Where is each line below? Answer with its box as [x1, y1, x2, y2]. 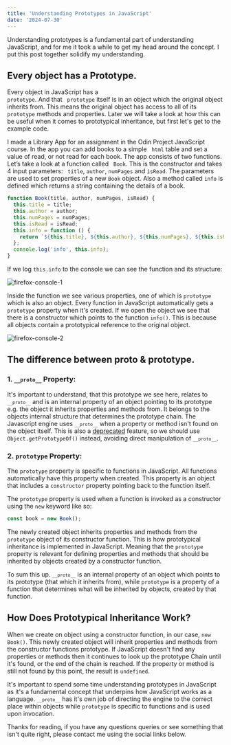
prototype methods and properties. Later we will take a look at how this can [7, 110, 221, 118]
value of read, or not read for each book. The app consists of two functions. [7, 153, 222, 161]
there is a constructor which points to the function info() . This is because [7, 313, 217, 322]
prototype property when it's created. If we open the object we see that [7, 307, 210, 315]
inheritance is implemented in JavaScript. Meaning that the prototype [7, 542, 203, 551]
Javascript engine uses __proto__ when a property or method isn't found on [7, 419, 219, 427]
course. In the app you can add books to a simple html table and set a [7, 145, 208, 153]
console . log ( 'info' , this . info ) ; [13, 246, 109, 253]
